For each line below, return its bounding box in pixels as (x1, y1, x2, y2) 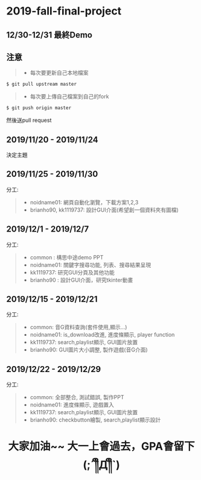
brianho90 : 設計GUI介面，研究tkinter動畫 (30, 276, 133, 283)
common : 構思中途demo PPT (30, 253, 104, 261)
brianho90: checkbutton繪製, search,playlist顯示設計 (30, 416, 161, 423)
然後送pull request (6, 116, 52, 124)
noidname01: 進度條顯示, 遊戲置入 (30, 401, 115, 408)
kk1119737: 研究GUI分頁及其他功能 (30, 268, 115, 276)
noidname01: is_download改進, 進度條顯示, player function (30, 331, 175, 338)
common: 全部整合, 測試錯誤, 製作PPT (30, 394, 125, 401)
